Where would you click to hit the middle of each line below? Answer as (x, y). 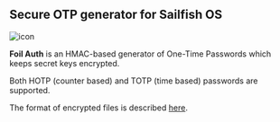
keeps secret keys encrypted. (65, 63)
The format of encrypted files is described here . (98, 108)
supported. (30, 90)
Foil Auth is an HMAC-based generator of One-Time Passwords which (140, 54)
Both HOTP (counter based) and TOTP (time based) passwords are (134, 81)
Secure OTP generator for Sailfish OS (116, 15)
